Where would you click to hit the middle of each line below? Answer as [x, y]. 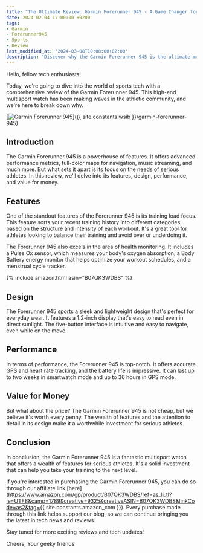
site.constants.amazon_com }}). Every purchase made [114, 507]
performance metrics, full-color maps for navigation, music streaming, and [99, 163]
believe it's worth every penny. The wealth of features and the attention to [98, 417]
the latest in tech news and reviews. [51, 520]
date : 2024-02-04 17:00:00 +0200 [48, 18]
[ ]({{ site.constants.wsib [69, 117]
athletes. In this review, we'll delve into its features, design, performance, [97, 176]
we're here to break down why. [45, 105]
